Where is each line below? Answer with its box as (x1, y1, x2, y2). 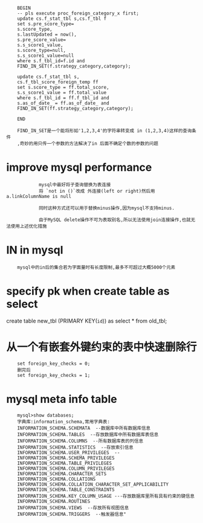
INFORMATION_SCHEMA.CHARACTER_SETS (17, 470, 107, 476)
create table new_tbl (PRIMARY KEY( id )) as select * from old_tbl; (6, 317, 167, 324)
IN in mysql (6, 243, 63, 257)
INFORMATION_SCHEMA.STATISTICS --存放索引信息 (17, 444, 134, 451)
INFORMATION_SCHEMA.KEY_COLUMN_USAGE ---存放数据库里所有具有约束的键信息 (17, 493, 195, 499)
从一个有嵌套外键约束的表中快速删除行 (6, 341, 198, 354)
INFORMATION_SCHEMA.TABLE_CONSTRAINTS (17, 486, 115, 493)
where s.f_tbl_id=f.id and (17, 58, 85, 64)
